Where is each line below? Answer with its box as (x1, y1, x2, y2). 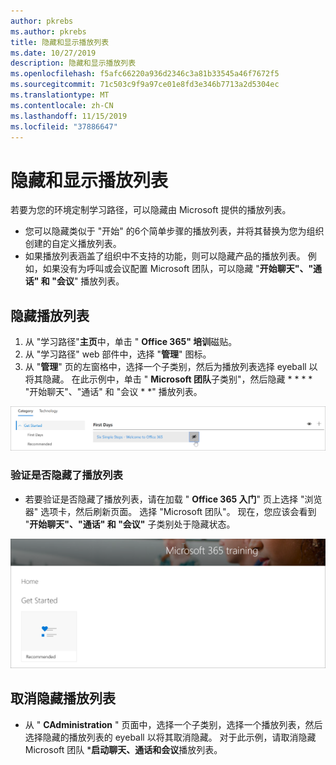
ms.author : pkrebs (10, 26, 87, 37)
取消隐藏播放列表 (10, 690, 116, 707)
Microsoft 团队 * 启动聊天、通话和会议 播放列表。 (24, 743, 223, 755)
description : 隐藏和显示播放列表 (10, 58, 137, 69)
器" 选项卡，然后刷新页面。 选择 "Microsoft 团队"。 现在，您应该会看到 (24, 505, 317, 517)
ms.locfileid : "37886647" (10, 121, 118, 132)
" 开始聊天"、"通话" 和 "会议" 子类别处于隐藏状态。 (24, 518, 236, 530)
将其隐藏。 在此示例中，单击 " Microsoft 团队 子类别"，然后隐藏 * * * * (24, 373, 313, 385)
